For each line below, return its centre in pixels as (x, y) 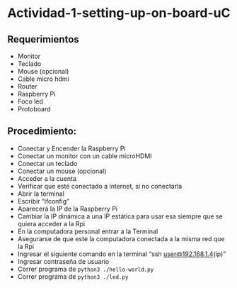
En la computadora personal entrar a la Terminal (88, 231)
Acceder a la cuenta (47, 178)
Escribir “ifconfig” (43, 201)
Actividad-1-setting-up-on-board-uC (119, 13)
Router (27, 86)
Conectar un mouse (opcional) (62, 171)
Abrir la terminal (41, 194)
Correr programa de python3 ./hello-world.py (86, 269)
